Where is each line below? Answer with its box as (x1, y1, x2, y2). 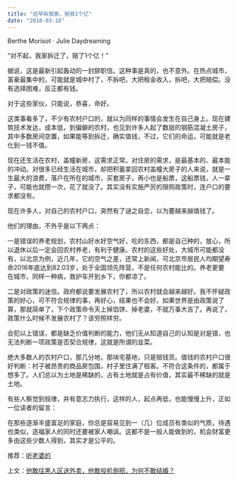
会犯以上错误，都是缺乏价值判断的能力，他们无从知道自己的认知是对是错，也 (7, 328, 231, 337)
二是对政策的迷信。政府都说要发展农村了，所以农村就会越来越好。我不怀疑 (7, 287, 225, 295)
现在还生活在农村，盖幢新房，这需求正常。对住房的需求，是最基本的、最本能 (7, 155, 231, 164)
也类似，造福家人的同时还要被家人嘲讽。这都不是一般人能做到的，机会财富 (7, 427, 225, 436)
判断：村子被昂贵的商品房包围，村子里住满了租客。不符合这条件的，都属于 (13, 361, 231, 370)
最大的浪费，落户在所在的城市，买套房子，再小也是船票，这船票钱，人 (13, 173, 218, 182)
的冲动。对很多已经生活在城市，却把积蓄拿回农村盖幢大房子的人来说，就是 (7, 165, 225, 173)
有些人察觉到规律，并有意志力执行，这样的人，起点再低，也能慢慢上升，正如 (7, 394, 231, 403)
